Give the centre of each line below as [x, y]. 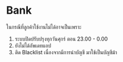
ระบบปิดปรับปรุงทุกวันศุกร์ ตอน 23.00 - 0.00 [61, 39]
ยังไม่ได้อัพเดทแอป [33, 45]
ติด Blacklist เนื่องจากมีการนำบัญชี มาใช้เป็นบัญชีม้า [66, 52]
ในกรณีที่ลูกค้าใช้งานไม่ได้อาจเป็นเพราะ [44, 27]
